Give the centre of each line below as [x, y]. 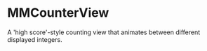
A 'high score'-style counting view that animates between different [104, 32]
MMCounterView [58, 13]
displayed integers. [35, 39]
